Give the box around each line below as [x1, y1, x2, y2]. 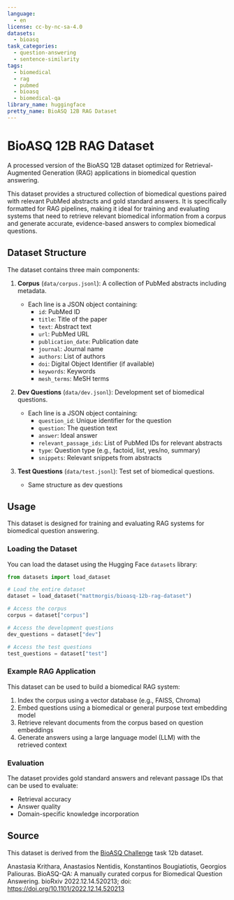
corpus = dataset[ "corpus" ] [7, 612, 89, 619]
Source [7, 830, 40, 842]
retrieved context [17, 741, 67, 749]
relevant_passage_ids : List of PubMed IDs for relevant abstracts [38, 438, 223, 447]
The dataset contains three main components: [7, 265, 140, 273]
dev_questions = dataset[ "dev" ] [7, 631, 101, 638]
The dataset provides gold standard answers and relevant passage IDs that [7, 774, 224, 783]
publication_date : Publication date [38, 337, 139, 345]
